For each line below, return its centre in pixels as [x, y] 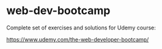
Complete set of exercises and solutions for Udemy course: [81, 28]
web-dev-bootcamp [58, 11]
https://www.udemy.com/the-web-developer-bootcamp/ [78, 39]
